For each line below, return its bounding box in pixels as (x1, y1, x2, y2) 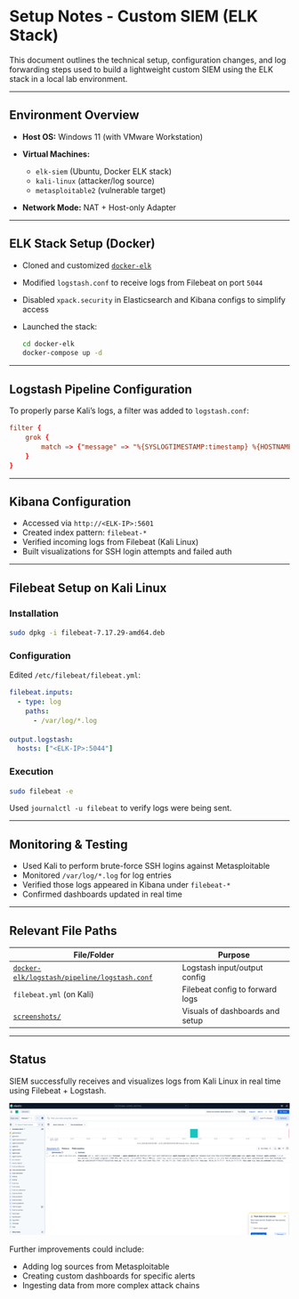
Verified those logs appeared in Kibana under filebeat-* (21, 880, 231, 890)
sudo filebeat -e (9, 786, 74, 796)
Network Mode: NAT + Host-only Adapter (21, 202, 176, 213)
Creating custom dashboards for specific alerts (21, 1271, 196, 1281)
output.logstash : (9, 735, 74, 744)
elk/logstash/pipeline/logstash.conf (12, 973, 153, 982)
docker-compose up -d (21, 349, 102, 358)
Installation (9, 607, 60, 620)
